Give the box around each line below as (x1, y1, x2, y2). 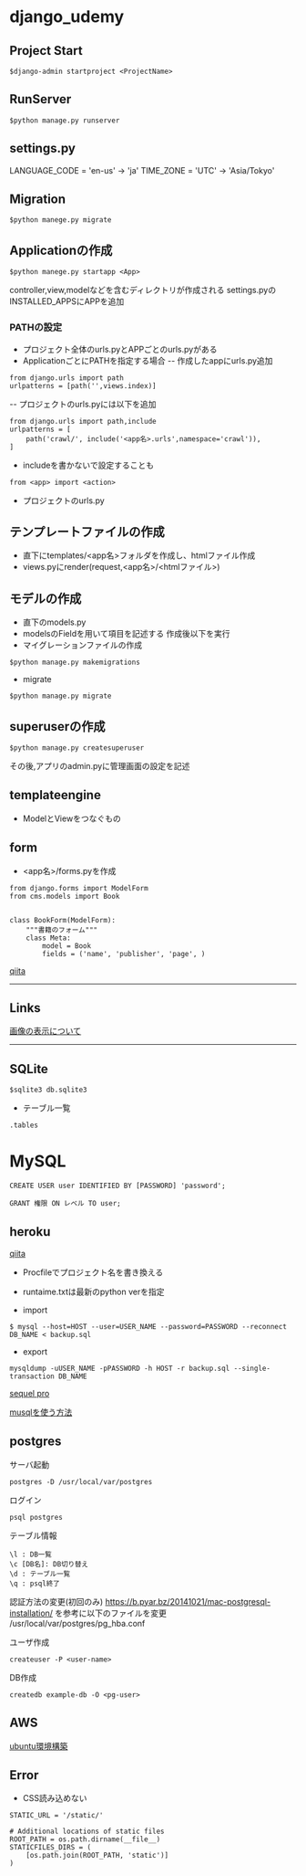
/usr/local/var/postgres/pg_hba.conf (9, 1618, 146, 1628)
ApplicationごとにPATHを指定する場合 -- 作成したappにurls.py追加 (22, 354, 273, 366)
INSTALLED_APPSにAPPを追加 (9, 296, 125, 307)
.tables (9, 1121, 39, 1130)
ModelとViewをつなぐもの (22, 813, 121, 824)
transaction (9, 1372, 55, 1381)
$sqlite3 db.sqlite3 (9, 1085, 88, 1095)
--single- (233, 1364, 271, 1373)
